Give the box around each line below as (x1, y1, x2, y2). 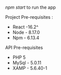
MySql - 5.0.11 (12, 60, 41, 65)
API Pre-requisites (5, 45, 43, 50)
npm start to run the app (5, 5, 56, 10)
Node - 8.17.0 (12, 29, 40, 35)
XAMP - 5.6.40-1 (12, 65, 47, 71)
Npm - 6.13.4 (12, 35, 39, 41)
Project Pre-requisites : (5, 14, 53, 20)
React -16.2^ (12, 24, 39, 30)
